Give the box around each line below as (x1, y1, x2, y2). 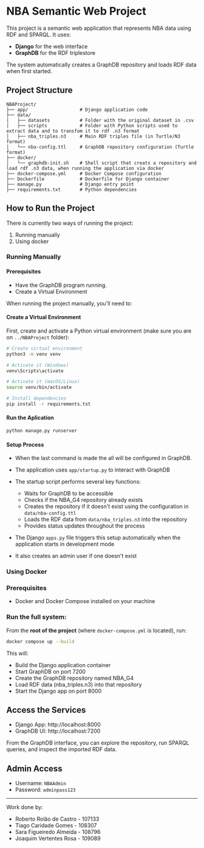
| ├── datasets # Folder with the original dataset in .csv (6, 117, 194, 123)
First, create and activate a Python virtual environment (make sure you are (6, 327, 192, 334)
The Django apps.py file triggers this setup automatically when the (15, 534, 181, 542)
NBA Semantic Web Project (6, 4, 147, 18)
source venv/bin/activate (6, 384, 72, 390)
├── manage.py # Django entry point (6, 181, 135, 187)
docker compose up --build (6, 638, 75, 645)
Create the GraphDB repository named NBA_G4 (15, 674, 134, 682)
